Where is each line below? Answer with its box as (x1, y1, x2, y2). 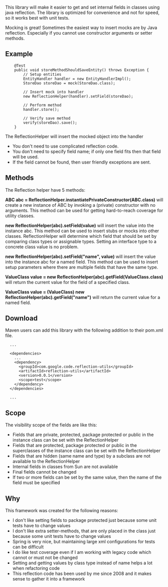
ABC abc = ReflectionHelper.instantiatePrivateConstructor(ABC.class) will (5, 197, 163, 203)
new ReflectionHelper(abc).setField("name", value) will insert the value (5, 253, 156, 259)
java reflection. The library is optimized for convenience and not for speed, (5, 10, 159, 16)
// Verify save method (23, 115, 71, 121)
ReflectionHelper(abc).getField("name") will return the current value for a (5, 294, 160, 300)
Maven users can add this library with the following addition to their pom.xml (5, 327, 163, 333)
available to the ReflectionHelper (12, 459, 80, 465)
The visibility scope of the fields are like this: (5, 422, 97, 428)
